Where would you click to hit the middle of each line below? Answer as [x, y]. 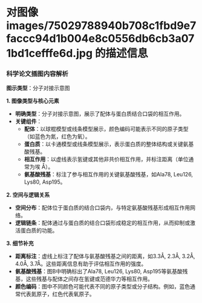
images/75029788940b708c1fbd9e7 [101, 26]
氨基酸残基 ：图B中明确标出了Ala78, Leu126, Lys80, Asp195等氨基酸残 [101, 271]
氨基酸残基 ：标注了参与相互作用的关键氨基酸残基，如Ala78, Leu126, [109, 175]
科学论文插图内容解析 [37, 74]
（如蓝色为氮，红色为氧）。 [57, 136]
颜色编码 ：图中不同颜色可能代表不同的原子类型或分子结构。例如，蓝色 [103, 287]
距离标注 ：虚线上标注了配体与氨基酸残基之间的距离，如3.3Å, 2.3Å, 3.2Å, [105, 256]
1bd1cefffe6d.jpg [49, 54]
